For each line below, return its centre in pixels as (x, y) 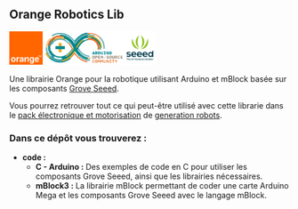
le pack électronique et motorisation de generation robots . (116, 115)
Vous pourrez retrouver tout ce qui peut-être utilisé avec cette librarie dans (146, 105)
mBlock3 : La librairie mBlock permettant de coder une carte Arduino (162, 186)
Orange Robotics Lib (67, 15)
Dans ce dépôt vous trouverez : (78, 138)
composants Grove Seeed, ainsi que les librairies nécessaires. (149, 176)
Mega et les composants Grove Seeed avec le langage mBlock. (151, 196)
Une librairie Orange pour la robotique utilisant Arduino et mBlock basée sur (148, 78)
